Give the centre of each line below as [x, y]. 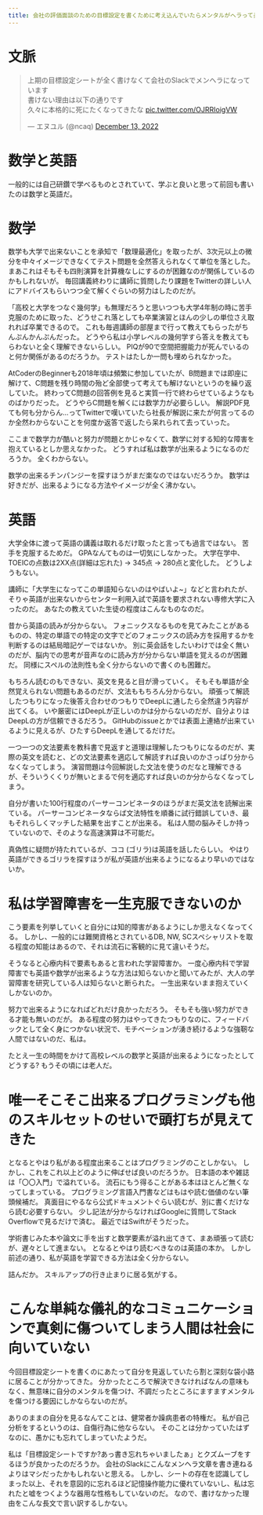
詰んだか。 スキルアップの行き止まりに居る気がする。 [95, 1275]
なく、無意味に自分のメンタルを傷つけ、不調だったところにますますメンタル [131, 1392]
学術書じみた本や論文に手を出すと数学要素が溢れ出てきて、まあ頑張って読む [131, 1239]
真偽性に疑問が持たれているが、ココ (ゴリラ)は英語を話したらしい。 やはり [129, 850]
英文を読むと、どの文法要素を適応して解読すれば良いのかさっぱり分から [138, 757]
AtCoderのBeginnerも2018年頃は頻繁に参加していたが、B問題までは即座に [128, 373]
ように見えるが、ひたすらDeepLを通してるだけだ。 [97, 730]
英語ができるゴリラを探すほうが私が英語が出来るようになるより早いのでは [128, 859]
